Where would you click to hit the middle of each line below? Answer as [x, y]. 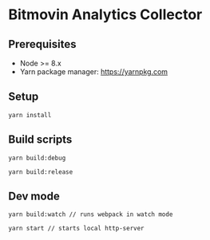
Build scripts [40, 140]
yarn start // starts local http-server [77, 229]
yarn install [30, 115]
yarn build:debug [37, 158]
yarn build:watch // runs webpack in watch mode [91, 214]
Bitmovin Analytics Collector [105, 15]
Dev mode [34, 197]
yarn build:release [41, 172]
